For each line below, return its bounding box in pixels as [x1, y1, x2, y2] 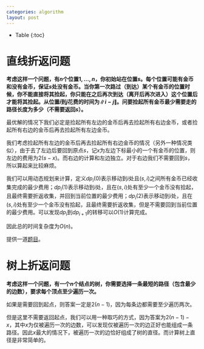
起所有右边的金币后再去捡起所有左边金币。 [6, 126, 113, 134]
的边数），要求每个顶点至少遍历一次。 [6, 288, 100, 295]
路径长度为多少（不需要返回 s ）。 [6, 106, 87, 113]
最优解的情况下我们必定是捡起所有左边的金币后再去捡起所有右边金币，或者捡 [6, 119, 198, 126]
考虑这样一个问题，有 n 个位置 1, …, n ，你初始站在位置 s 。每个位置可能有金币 [6, 75, 194, 83]
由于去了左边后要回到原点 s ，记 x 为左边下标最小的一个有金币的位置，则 [19, 147, 196, 154]
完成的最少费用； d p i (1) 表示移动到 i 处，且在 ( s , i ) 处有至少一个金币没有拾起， [11, 183, 197, 192]
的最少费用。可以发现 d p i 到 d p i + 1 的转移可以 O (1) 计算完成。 [6, 208, 151, 217]
